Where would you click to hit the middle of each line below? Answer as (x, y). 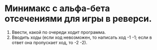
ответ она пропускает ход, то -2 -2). (49, 42)
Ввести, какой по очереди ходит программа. (59, 32)
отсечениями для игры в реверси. (78, 19)
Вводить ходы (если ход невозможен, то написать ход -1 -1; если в (82, 37)
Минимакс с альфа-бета (57, 8)
